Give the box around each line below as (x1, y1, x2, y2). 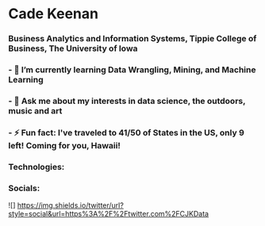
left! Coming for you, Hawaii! (8, 140, 121, 151)
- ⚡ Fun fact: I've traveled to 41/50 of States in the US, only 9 (8, 127, 244, 138)
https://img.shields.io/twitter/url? (17, 201, 125, 210)
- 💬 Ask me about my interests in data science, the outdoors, (8, 95, 246, 106)
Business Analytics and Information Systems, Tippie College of (8, 33, 257, 44)
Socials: (8, 182, 40, 193)
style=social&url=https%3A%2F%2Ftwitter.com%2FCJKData (8, 209, 209, 219)
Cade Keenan (8, 5, 99, 23)
